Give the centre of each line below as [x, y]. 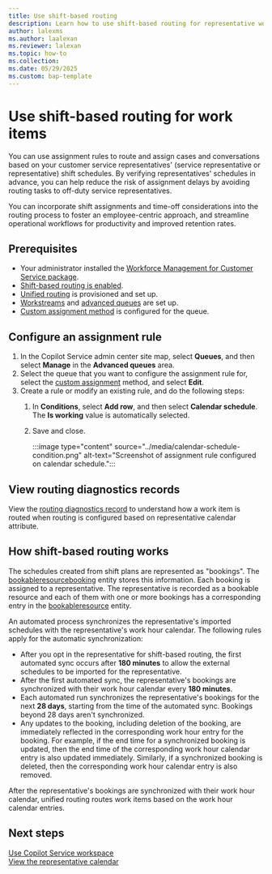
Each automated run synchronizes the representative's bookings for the [140, 697]
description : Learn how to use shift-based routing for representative [132, 24]
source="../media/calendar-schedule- [177, 447]
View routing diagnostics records [94, 489]
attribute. [23, 526]
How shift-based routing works [89, 552]
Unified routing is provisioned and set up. [89, 294]
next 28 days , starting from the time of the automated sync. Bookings [136, 705]
